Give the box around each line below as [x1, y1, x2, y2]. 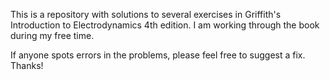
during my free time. [10, 30, 95, 41]
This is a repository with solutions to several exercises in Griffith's [10, 9, 282, 20]
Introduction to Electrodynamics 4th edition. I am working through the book [10, 19, 320, 31]
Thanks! [10, 60, 44, 71]
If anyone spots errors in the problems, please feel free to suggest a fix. [10, 49, 306, 61]
